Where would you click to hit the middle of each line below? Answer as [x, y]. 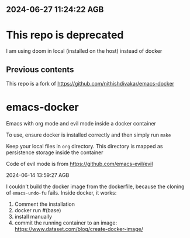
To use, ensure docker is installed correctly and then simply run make [89, 135]
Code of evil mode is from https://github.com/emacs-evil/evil [80, 164]
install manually [33, 217]
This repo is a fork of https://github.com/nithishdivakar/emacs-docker [90, 84]
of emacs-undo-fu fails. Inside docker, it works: [61, 193]
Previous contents [40, 69]
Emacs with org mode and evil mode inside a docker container [81, 124]
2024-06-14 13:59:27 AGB [38, 175]
